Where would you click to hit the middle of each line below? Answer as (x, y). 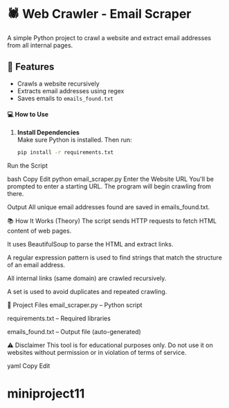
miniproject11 (46, 394)
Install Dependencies (48, 132)
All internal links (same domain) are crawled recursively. (87, 278)
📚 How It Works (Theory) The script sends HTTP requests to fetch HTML (112, 221)
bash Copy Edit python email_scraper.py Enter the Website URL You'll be (111, 179)
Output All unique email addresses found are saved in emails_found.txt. (109, 207)
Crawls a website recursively (58, 84)
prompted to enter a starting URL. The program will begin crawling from (109, 186)
